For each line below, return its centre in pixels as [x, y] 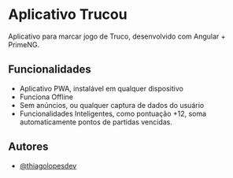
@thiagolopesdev [48, 165]
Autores [28, 147]
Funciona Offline [46, 97]
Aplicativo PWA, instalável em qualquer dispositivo [101, 88]
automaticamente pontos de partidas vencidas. [96, 122]
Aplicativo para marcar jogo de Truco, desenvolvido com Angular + [117, 36]
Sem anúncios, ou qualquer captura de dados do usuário [112, 105]
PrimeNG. [24, 44]
